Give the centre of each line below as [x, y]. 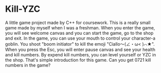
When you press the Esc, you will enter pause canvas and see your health [80, 49]
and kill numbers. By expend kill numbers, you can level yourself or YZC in [81, 54]
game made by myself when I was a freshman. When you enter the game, [80, 27]
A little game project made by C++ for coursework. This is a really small [78, 23]
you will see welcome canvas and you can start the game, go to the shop [80, 33]
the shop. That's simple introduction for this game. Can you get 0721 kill [78, 60]
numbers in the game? [28, 65]
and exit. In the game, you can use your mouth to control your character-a [80, 38]
